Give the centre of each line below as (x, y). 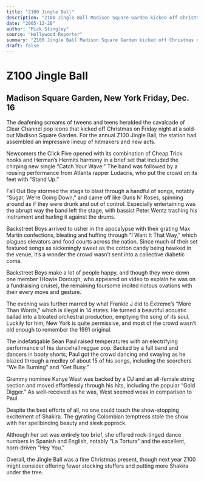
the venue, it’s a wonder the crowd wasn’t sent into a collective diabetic (96, 254)
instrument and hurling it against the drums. (61, 217)
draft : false (23, 46)
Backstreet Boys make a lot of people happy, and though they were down (98, 272)
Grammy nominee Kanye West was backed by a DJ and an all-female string (100, 379)
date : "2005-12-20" (31, 23)
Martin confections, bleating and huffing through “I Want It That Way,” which (102, 235)
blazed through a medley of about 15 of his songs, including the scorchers (99, 360)
